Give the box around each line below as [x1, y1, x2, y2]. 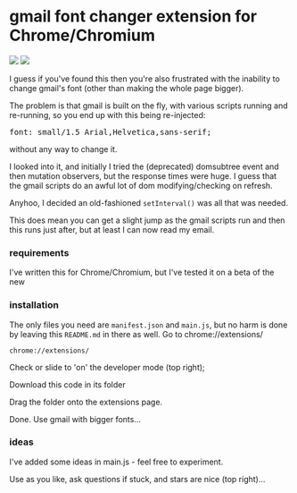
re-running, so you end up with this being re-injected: [9, 109, 206, 120]
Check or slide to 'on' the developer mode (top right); [9, 361, 205, 372]
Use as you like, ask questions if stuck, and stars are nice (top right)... [9, 473, 266, 484]
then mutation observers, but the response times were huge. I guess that [9, 170, 277, 181]
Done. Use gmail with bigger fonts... [9, 413, 141, 424]
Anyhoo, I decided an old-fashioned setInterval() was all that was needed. [9, 197, 288, 208]
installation [9, 299, 60, 311]
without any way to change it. [9, 143, 118, 154]
